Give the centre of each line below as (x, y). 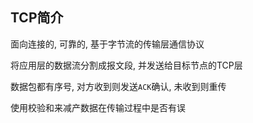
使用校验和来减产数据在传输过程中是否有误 (98, 107)
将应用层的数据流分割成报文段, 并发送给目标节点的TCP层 (126, 65)
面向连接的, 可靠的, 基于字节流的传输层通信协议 (107, 44)
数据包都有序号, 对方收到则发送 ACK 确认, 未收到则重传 (118, 86)
